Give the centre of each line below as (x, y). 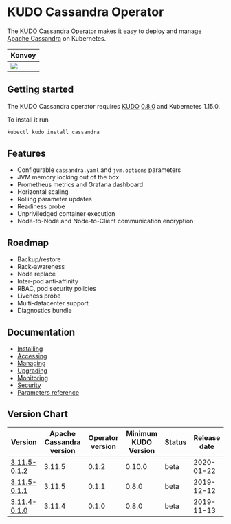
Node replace (36, 274)
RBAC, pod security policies (56, 289)
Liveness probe (39, 296)
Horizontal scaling (43, 192)
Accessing (32, 356)
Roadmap (28, 242)
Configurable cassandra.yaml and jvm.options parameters (99, 170)
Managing (31, 363)
